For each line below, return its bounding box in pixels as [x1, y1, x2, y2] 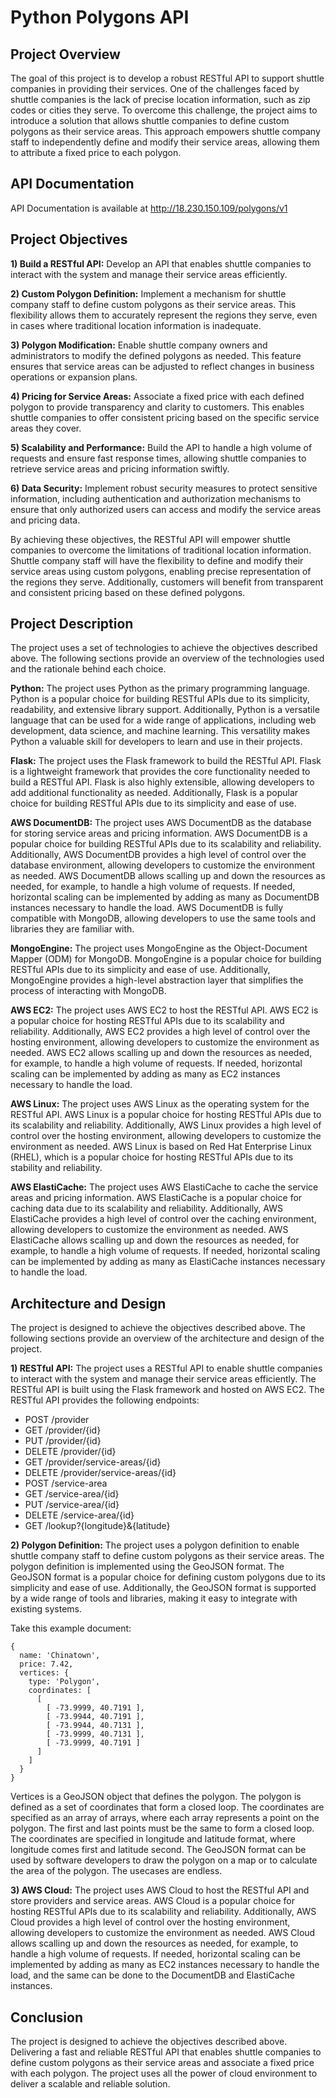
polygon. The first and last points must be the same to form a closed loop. [10, 1822, 315, 1835]
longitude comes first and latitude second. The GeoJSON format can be [10, 1844, 307, 1856]
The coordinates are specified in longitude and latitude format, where [10, 1833, 297, 1845]
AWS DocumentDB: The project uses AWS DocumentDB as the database [10, 817, 312, 829]
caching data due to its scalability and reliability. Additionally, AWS [10, 1202, 283, 1215]
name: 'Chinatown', [19, 1651, 101, 1661]
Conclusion [10, 2009, 84, 2026]
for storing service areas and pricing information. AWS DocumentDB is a [10, 827, 308, 840]
